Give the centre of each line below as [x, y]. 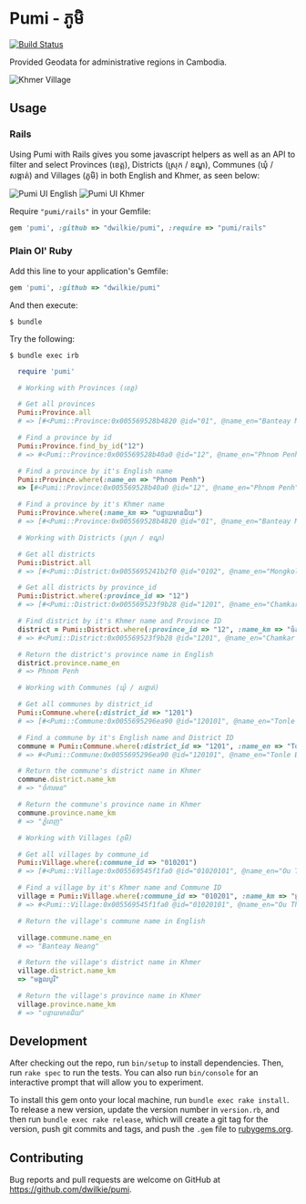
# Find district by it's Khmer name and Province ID [120, 622]
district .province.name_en [69, 663]
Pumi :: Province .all [55, 413]
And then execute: [44, 305]
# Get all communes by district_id [85, 705]
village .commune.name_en [65, 937]
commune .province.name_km [67, 813]
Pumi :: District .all [55, 562]
